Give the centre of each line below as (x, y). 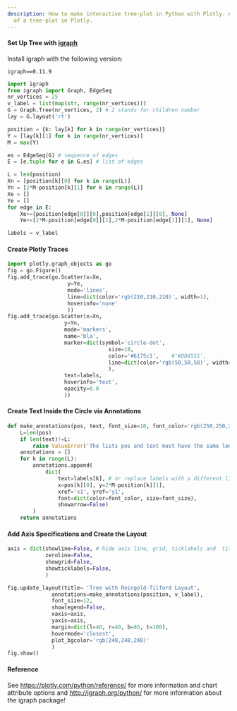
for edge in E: (30, 207)
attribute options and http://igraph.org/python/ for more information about (115, 693)
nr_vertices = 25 (33, 97)
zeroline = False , (69, 555)
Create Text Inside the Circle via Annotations (74, 411)
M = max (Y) (23, 142)
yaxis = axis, (69, 621)
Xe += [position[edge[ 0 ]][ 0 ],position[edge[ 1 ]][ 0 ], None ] (104, 214)
